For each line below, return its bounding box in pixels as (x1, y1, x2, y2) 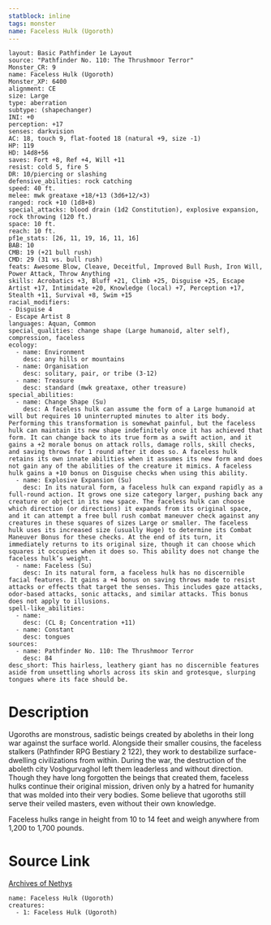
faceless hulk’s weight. (8, 555, 92, 563)
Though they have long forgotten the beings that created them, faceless (8, 773, 249, 783)
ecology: (8, 341, 38, 350)
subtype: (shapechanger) (8, 107, 92, 115)
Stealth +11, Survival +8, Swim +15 (8, 291, 132, 299)
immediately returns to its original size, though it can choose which (8, 540, 256, 549)
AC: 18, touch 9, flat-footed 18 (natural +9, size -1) (8, 135, 201, 143)
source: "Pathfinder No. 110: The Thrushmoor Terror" (8, 56, 195, 65)
